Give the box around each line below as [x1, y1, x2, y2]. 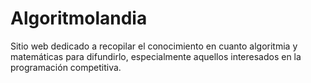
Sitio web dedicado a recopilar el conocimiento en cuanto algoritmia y [10, 40, 298, 52]
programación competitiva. [10, 61, 122, 73]
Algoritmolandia [10, 7, 148, 30]
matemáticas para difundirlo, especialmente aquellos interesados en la [10, 50, 302, 62]
